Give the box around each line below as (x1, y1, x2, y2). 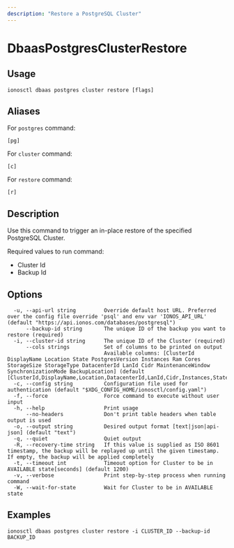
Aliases (7, 105, 40, 117)
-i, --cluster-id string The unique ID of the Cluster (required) (13, 338, 226, 345)
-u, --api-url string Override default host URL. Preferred (13, 307, 217, 314)
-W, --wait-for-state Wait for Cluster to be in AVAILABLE (13, 484, 214, 491)
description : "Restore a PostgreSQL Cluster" (7, 10, 141, 17)
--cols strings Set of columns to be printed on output (25, 343, 223, 351)
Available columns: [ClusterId (103, 350, 195, 357)
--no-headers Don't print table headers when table (25, 411, 217, 418)
